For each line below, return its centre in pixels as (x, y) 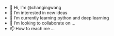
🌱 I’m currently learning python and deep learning (59, 18)
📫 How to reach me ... (32, 28)
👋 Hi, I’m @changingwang (35, 8)
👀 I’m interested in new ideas (38, 13)
